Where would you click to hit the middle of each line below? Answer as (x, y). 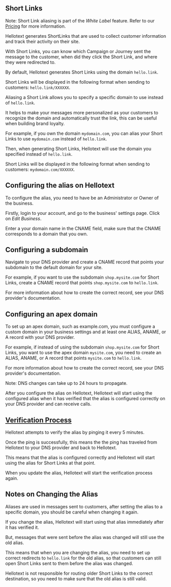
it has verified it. (22, 527)
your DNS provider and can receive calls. (48, 404)
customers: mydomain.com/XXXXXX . (40, 169)
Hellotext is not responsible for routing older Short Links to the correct (79, 573)
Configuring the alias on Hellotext (60, 186)
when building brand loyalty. (35, 123)
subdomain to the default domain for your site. (54, 267)
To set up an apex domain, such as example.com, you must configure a (80, 327)
